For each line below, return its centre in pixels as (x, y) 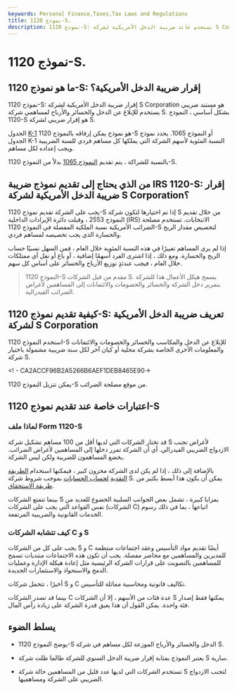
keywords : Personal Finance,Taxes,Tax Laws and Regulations (98, 14)
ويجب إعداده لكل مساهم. (41, 148)
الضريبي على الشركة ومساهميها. (61, 679)
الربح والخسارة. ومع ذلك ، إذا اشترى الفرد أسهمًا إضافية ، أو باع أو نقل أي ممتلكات (114, 256)
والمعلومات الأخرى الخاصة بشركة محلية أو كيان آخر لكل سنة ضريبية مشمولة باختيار (116, 349)
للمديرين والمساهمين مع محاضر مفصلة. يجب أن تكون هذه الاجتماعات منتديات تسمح (117, 555)
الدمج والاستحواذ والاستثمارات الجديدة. (58, 570)
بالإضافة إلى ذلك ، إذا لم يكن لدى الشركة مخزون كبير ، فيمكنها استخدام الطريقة (111, 470)
